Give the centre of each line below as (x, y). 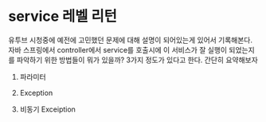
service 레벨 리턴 (63, 16)
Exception (36, 92)
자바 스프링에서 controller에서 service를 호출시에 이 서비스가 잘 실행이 (118, 49)
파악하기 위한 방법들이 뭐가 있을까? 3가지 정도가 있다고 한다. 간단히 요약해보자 (137, 60)
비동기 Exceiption (47, 109)
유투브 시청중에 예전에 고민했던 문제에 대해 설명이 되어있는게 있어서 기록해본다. (131, 40)
